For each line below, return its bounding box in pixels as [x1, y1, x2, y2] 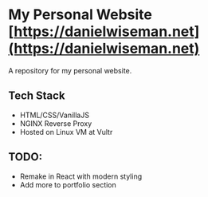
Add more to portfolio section [19, 179, 117, 189]
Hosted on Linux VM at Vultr [19, 127, 113, 136]
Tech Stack [8, 89, 65, 103]
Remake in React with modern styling [19, 171, 142, 181]
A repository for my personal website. [8, 65, 132, 75]
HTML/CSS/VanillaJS [19, 110, 90, 120]
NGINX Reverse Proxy [19, 118, 92, 128]
